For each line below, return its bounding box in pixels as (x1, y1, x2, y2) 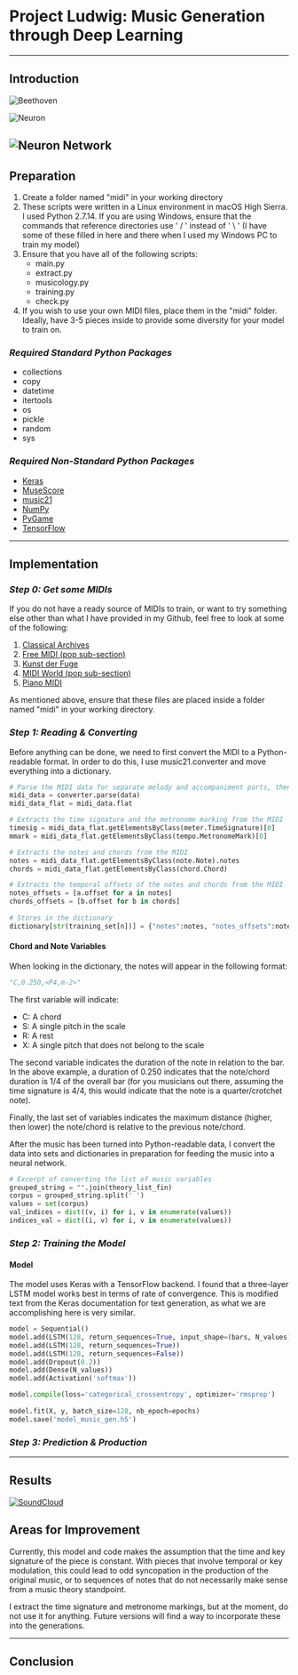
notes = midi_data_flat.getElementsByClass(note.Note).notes (9, 856, 240, 865)
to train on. (21, 324, 62, 334)
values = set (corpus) (9, 1199, 90, 1209)
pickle (21, 414, 44, 424)
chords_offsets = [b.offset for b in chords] (9, 897, 180, 906)
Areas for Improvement (9, 1523, 140, 1538)
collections (21, 366, 63, 377)
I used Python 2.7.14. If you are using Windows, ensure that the (21, 211, 252, 221)
